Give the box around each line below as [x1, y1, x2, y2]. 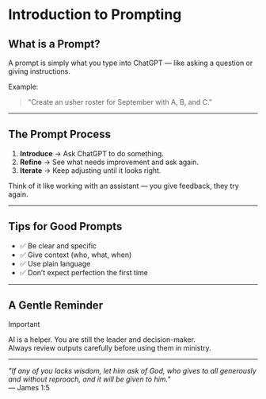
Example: [8, 82, 39, 91]
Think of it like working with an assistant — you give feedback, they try [8, 181, 239, 190]
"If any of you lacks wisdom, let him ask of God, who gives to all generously [8, 366, 257, 376]
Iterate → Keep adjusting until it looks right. [19, 165, 161, 175]
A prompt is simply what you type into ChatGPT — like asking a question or [8, 58, 253, 67]
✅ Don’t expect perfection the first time [19, 267, 149, 277]
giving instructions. [8, 67, 71, 76]
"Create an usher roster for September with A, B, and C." [27, 98, 212, 106]
